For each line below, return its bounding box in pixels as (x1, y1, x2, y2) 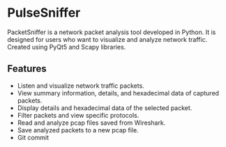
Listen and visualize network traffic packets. (17, 82, 144, 90)
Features (7, 63, 47, 75)
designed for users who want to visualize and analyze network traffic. (7, 35, 208, 43)
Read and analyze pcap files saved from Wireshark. (17, 118, 166, 127)
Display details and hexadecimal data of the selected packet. (17, 103, 193, 112)
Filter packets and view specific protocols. (17, 111, 140, 119)
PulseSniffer (7, 5, 81, 21)
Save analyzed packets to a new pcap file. (17, 125, 139, 134)
